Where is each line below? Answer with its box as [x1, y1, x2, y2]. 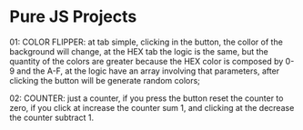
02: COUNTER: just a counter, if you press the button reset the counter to [9, 93, 284, 104]
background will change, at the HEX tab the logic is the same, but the [9, 45, 268, 56]
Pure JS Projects [9, 6, 137, 27]
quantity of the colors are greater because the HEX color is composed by [9, 55, 284, 66]
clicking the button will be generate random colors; [9, 75, 200, 85]
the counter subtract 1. [9, 112, 94, 123]
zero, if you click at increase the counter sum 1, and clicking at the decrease [9, 102, 295, 113]
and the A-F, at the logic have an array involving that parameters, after [16, 65, 280, 76]
